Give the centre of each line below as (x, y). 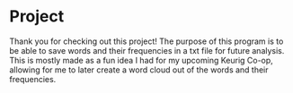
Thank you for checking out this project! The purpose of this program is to (146, 41)
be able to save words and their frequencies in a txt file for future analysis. (147, 50)
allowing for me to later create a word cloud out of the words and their (139, 70)
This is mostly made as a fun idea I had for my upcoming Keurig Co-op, (142, 60)
